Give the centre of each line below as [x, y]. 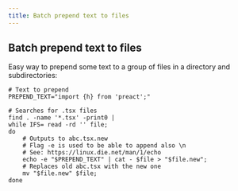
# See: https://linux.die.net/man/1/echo [92, 153]
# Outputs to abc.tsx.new [65, 139]
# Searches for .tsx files [53, 111]
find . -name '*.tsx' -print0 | [61, 118]
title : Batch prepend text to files [69, 16]
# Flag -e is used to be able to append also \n [104, 146]
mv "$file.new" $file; [60, 173]
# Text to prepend [38, 90]
